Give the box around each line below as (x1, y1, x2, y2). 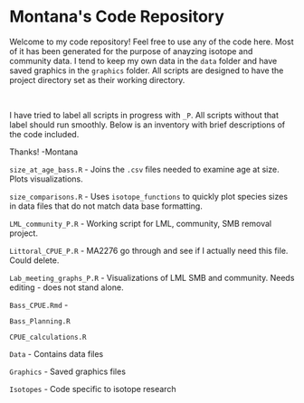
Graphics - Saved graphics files (9, 366, 127, 377)
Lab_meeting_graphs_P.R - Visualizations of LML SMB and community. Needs (9, 272, 295, 283)
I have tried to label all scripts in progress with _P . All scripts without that (9, 109, 279, 120)
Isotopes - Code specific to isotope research (9, 383, 176, 394)
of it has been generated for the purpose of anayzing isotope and (9, 45, 253, 56)
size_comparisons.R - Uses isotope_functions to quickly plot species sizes (9, 191, 288, 201)
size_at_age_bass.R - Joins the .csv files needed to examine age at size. (9, 164, 280, 174)
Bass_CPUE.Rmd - (9, 299, 69, 310)
